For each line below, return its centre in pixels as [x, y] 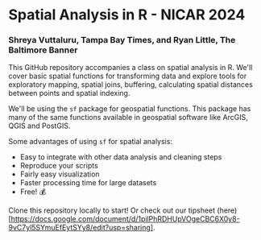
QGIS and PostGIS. [39, 126]
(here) [227, 210]
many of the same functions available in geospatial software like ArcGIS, [128, 118]
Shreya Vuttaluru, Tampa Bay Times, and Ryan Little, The [122, 40]
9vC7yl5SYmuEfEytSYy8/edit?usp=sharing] [81, 228]
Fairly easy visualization [60, 174]
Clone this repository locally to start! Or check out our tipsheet [112, 210]
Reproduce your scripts [59, 166]
